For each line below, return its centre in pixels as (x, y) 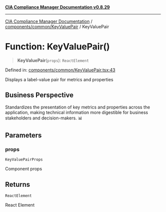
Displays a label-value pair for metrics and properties (59, 79)
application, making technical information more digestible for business (77, 112)
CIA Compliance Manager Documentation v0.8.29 (58, 7)
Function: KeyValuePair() (58, 47)
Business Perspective (39, 95)
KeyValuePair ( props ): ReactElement (53, 60)
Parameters (23, 135)
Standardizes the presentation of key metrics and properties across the (78, 107)
